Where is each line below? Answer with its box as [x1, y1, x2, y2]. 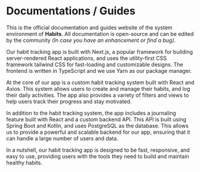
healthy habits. [6, 159, 43, 166]
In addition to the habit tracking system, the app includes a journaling [6, 109, 176, 116]
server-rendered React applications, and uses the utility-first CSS [6, 54, 167, 62]
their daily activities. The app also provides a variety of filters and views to [6, 91, 189, 99]
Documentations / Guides [6, 4, 136, 18]
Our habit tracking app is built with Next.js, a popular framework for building [6, 48, 193, 55]
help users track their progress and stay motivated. [6, 97, 132, 105]
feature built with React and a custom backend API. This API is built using [6, 115, 187, 123]
